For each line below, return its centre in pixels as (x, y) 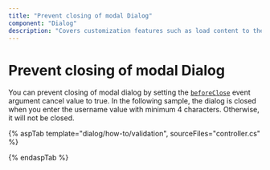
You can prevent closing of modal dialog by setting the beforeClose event (129, 92)
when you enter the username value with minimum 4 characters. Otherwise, (134, 110)
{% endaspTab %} (39, 158)
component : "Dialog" (43, 23)
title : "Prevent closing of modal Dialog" (80, 16)
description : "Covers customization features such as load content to (129, 30)
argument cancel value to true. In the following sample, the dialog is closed (133, 101)
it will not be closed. (41, 118)
